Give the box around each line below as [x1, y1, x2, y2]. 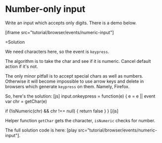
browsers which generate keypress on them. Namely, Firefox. [5, 83, 130, 90]
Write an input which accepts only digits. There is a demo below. [5, 20, 137, 26]
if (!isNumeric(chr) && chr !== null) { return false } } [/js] [5, 108, 119, 114]
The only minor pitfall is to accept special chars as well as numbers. [5, 73, 144, 79]
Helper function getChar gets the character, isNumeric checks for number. [5, 117, 156, 123]
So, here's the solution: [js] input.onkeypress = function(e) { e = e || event [5, 93, 156, 99]
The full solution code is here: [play [5, 127, 77, 133]
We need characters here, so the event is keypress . [5, 48, 109, 54]
